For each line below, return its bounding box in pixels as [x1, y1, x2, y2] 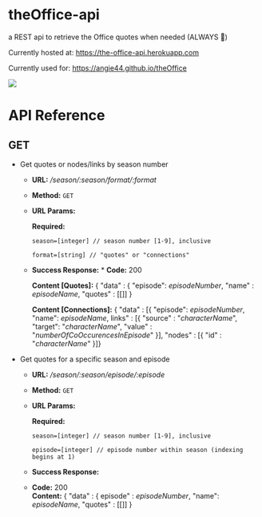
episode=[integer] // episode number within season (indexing [31, 446, 244, 454]
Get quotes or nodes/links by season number [19, 159, 169, 169]
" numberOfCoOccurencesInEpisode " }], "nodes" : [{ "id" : [31, 330, 222, 340]
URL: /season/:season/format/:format [31, 175, 157, 184]
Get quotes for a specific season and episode [19, 354, 170, 364]
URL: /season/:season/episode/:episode [31, 370, 165, 379]
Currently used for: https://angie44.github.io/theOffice [8, 63, 188, 73]
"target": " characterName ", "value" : [31, 321, 153, 331]
